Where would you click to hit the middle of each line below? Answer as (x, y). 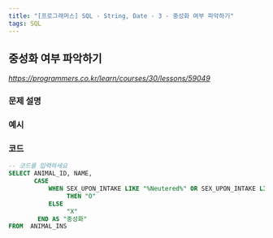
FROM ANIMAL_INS (38, 227)
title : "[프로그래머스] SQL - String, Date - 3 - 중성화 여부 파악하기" (121, 16)
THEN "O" (81, 196)
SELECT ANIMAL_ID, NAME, (50, 174)
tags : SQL (25, 24)
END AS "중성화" (63, 219)
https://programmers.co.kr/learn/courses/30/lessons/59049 (110, 79)
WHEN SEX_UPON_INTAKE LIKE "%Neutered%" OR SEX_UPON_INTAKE (152, 189)
